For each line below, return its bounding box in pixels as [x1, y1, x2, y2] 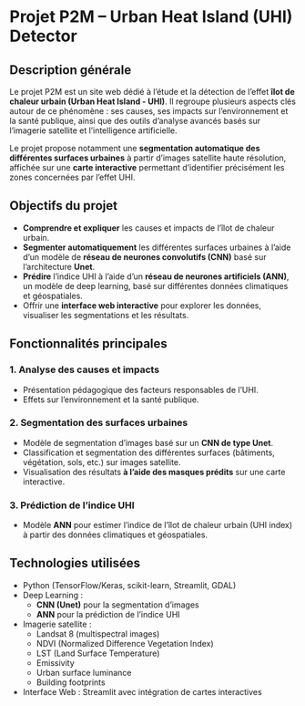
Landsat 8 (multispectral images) [36, 628, 160, 639]
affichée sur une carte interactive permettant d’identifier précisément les [9, 162, 285, 172]
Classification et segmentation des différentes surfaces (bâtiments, [22, 447, 275, 458]
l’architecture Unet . [22, 261, 96, 272]
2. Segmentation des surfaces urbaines [9, 417, 188, 430]
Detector [9, 26, 77, 47]
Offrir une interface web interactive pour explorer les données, [22, 299, 262, 311]
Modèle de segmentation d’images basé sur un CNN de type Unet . [22, 437, 274, 448]
